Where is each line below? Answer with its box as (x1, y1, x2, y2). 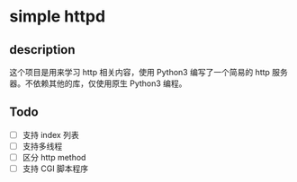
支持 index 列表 (22, 129, 79, 140)
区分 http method (22, 152, 86, 162)
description (9, 42, 76, 57)
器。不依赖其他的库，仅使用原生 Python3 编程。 (9, 78, 187, 89)
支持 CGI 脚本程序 (22, 163, 89, 174)
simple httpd (9, 6, 106, 27)
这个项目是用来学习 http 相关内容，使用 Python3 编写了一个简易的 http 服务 (9, 67, 288, 77)
